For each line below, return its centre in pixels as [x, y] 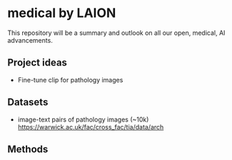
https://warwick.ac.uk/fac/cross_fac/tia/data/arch [91, 127]
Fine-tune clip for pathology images [70, 80]
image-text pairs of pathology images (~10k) [83, 119]
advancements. [30, 40]
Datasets [28, 102]
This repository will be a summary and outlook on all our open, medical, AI [116, 33]
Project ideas [37, 63]
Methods [28, 149]
